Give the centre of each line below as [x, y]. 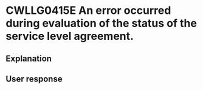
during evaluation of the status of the [101, 23]
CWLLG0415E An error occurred [88, 11]
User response [34, 79]
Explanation [29, 58]
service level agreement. [70, 36]
